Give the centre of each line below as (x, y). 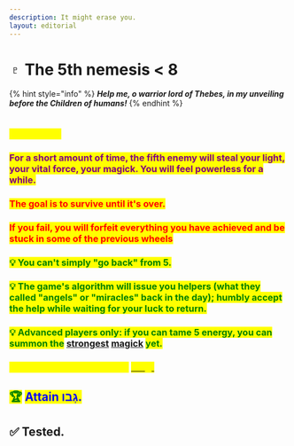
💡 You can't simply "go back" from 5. (91, 262)
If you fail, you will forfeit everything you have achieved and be (147, 228)
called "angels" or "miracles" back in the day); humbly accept (146, 297)
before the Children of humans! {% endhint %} (96, 104)
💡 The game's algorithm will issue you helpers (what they (135, 286)
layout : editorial (43, 26)
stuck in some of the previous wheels (91, 239)
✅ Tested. (37, 431)
